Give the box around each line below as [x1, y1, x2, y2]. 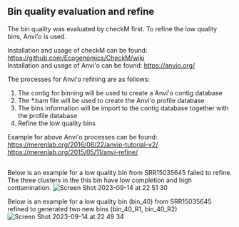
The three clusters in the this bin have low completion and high [7, 176, 193, 184]
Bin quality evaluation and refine [7, 6, 155, 18]
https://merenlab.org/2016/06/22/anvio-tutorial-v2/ [7, 140, 158, 149]
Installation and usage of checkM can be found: [7, 46, 148, 54]
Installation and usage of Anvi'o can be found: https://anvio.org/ [7, 60, 195, 70]
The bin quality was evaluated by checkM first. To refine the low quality [7, 24, 218, 33]
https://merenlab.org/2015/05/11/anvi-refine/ [7, 147, 138, 156]
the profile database [17, 111, 77, 120]
